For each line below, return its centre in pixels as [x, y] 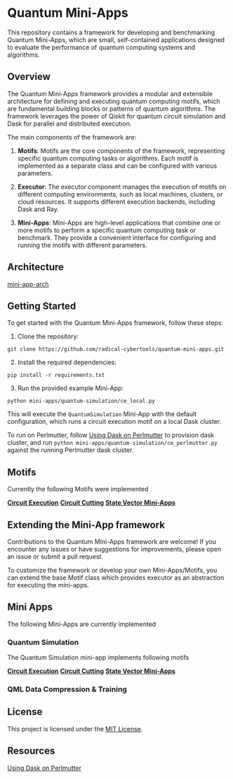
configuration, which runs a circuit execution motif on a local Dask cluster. [114, 422]
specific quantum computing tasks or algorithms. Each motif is [108, 158]
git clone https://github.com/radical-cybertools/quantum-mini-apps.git [116, 349]
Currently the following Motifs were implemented [78, 489]
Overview [29, 77]
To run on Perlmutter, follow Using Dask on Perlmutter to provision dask [111, 435]
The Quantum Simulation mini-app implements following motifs [98, 658]
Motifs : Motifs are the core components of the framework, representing [121, 151]
